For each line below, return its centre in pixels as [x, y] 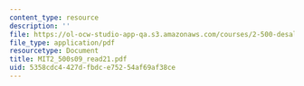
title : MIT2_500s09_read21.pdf [68, 59]
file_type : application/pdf [62, 43]
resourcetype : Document [54, 51]
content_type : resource [54, 17]
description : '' [40, 26]
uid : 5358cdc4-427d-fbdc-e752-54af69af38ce [93, 68]
